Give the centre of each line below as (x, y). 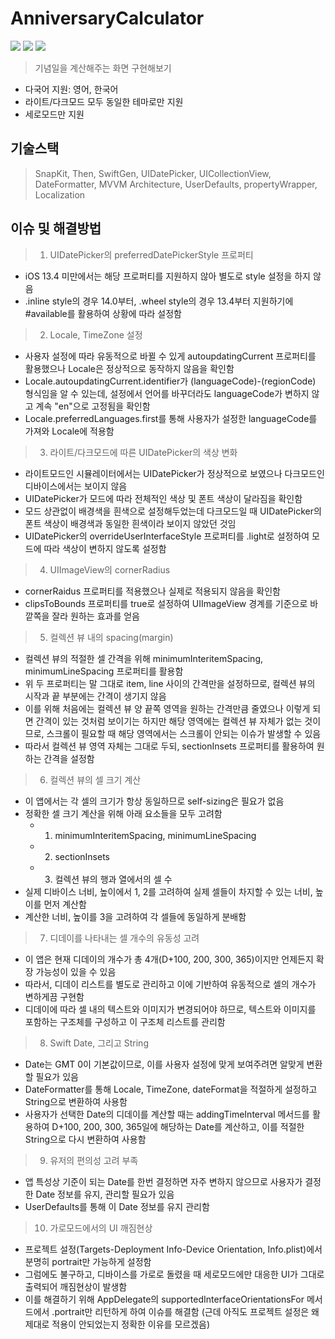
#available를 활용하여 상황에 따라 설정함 (103, 313)
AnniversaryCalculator (107, 18)
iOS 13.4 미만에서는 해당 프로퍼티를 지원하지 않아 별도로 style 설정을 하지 (167, 276)
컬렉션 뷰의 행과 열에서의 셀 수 (113, 879)
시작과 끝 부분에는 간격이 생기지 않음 (95, 696)
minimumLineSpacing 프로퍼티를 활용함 (104, 671)
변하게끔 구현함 (54, 996)
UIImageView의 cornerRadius (110, 569)
